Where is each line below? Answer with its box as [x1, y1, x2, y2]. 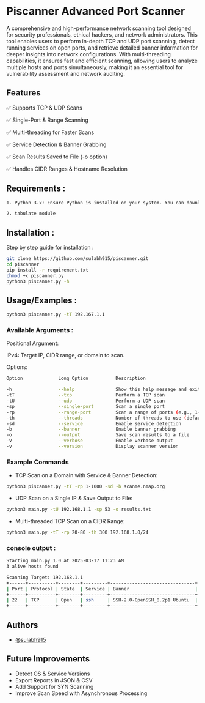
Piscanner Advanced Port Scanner [6, 4, 185, 18]
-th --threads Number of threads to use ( [6, 415, 187, 421]
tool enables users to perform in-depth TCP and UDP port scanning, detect [6, 37, 195, 45]
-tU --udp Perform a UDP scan [6, 398, 165, 404]
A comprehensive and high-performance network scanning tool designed [6, 24, 191, 32]
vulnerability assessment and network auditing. [6, 70, 125, 77]
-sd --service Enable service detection [6, 420, 182, 426]
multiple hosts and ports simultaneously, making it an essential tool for [6, 63, 183, 71]
